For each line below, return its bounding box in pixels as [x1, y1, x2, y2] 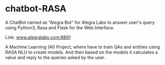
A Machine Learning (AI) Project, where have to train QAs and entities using [5, 44, 161, 50]
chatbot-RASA [5, 3, 66, 14]
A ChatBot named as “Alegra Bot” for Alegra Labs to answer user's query [5, 19, 155, 25]
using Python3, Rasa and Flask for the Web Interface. [5, 24, 115, 30]
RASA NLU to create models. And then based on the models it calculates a [5, 49, 158, 55]
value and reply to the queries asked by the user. [5, 54, 106, 60]
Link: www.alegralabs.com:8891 [5, 34, 71, 40]
